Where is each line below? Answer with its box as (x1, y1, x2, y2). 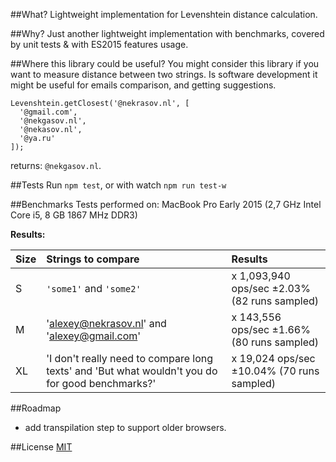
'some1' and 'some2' (46, 282, 142, 295)
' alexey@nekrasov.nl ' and (46, 317, 167, 330)
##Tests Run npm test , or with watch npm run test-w (10, 179, 227, 191)
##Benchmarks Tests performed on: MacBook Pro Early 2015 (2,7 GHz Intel (10, 199, 322, 210)
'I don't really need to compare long (46, 352, 214, 365)
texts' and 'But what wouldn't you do (46, 364, 218, 378)
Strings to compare (46, 252, 140, 266)
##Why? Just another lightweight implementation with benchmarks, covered (10, 28, 325, 39)
